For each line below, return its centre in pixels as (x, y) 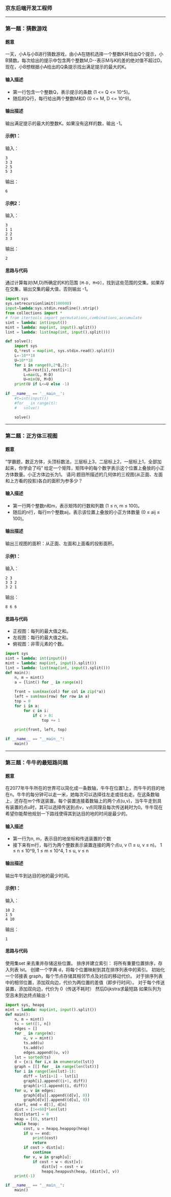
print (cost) (45, 1138)
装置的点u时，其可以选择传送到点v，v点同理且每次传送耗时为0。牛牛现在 (86, 807)
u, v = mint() (38, 1038)
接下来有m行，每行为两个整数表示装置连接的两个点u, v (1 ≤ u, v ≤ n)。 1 (87, 845)
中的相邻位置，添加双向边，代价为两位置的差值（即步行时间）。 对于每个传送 (85, 982)
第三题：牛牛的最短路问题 (37, 762)
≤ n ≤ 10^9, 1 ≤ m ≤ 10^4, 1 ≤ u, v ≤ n (51, 851)
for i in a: (27, 706)
